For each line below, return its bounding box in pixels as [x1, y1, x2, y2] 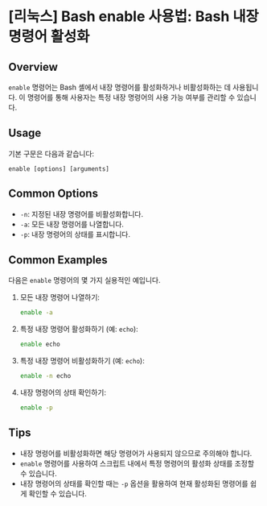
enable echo [19, 340, 60, 349]
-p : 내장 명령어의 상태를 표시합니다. [19, 229, 131, 238]
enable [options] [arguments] [8, 164, 110, 173]
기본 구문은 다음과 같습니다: [8, 148, 95, 158]
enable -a [19, 309, 54, 317]
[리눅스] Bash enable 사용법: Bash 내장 [8, 7, 259, 26]
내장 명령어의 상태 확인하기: [19, 388, 107, 397]
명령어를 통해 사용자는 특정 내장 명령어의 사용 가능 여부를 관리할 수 [27, 93, 236, 102]
